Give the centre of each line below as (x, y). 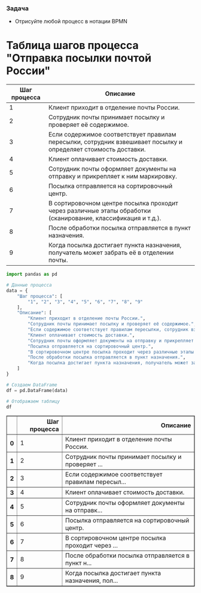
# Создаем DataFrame (32, 385)
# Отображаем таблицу (33, 401)
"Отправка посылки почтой (79, 58)
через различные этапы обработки (100, 211)
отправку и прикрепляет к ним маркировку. (113, 177)
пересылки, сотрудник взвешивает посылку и (115, 142)
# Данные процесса (29, 285)
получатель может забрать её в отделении (111, 253)
